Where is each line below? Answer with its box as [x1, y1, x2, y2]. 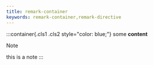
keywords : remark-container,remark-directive [6, 14, 121, 20]
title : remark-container [6, 8, 68, 15]
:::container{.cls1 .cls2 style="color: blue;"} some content [6, 30, 148, 37]
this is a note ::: [6, 53, 44, 60]
